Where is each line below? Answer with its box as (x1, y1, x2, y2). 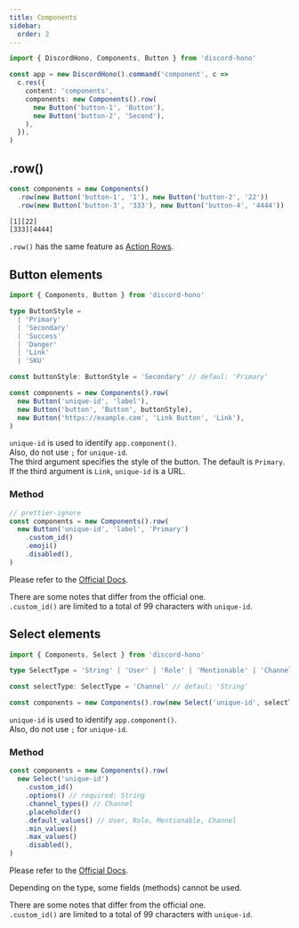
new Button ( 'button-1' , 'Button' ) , (32, 103, 166, 112)
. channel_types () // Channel (25, 799, 133, 808)
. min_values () (25, 824, 77, 833)
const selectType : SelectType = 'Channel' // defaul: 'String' (9, 682, 249, 691)
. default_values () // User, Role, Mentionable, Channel (25, 816, 238, 825)
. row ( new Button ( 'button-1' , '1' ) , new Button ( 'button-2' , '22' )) (17, 192, 269, 201)
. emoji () (25, 542, 58, 551)
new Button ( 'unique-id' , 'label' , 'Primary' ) (17, 525, 190, 534)
